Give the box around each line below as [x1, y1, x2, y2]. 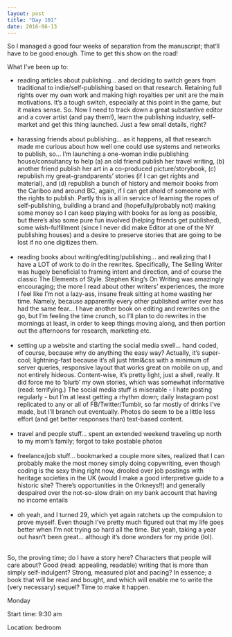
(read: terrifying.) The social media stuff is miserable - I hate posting [17, 385, 213, 394]
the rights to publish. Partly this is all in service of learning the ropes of [17, 194, 220, 202]
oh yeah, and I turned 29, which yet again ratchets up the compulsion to [17, 511, 223, 519]
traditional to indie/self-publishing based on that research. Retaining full [17, 84, 222, 92]
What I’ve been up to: [7, 63, 69, 71]
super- [202, 349, 221, 357]
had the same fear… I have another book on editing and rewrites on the [17, 304, 220, 313]
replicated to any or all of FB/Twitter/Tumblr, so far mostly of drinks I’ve [17, 400, 221, 409]
